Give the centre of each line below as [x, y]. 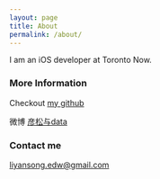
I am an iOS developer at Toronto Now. [81, 60]
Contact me [36, 145]
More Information [48, 84]
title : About [34, 26]
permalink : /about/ [46, 34]
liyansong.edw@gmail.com [59, 165]
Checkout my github [47, 103]
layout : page [34, 18]
